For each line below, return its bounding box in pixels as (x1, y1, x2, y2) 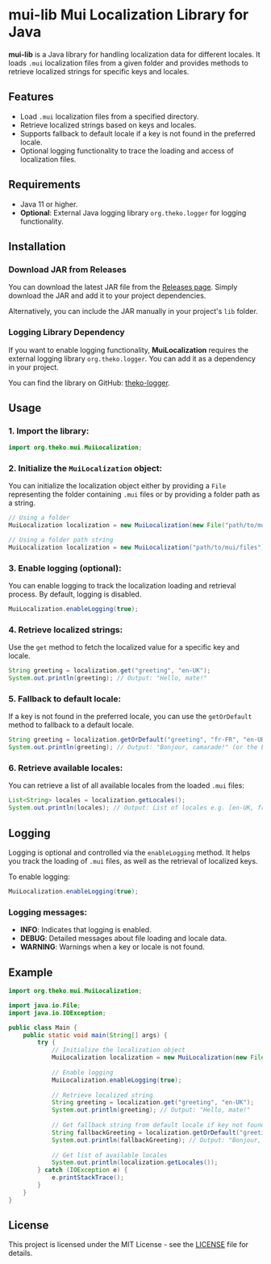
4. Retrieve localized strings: (8, 624, 123, 635)
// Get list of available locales (51, 1151, 168, 1159)
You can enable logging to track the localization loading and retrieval (8, 581, 236, 591)
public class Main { (8, 1023, 78, 1032)
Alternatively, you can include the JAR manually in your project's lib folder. (8, 307, 258, 316)
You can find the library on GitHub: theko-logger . (8, 378, 171, 387)
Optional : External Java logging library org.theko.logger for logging (19, 207, 247, 217)
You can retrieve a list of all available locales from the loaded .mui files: (8, 781, 244, 790)
